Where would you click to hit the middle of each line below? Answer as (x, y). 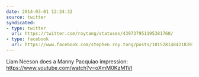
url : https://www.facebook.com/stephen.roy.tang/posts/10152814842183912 (104, 45)
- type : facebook (28, 39)
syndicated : (21, 23)
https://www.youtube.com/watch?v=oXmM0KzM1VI (69, 68)
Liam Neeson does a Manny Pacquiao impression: (67, 61)
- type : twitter (26, 28)
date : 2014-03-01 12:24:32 (39, 12)
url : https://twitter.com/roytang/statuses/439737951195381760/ (92, 34)
